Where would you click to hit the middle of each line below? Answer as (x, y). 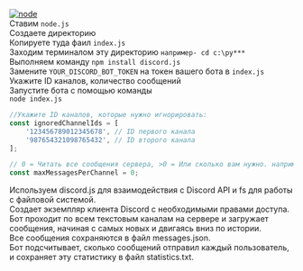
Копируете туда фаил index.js (68, 42)
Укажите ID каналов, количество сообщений (96, 81)
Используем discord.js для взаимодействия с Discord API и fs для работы (151, 190)
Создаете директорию (53, 33)
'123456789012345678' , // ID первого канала (110, 131)
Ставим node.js (39, 23)
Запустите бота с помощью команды (81, 90)
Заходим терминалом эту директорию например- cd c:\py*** (128, 52)
